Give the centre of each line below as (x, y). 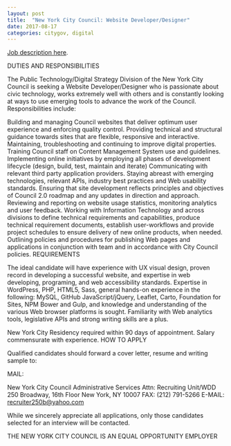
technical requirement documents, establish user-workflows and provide (111, 225)
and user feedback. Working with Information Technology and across (106, 210)
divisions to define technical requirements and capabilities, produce (104, 218)
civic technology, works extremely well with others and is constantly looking (115, 94)
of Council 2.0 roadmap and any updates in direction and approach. (104, 196)
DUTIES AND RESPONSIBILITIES (54, 66)
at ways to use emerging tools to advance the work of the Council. (102, 102)
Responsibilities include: (41, 109)
